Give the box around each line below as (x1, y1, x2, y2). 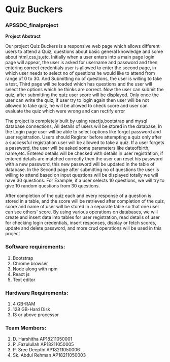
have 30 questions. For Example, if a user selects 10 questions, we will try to (5, 177, 165, 184)
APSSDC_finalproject (5, 22, 58, 29)
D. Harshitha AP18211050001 (12, 336, 73, 342)
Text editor (12, 276, 36, 283)
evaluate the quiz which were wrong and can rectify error (5, 108, 125, 114)
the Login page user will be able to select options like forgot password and (5, 129, 161, 135)
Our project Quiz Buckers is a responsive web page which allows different (5, 43, 160, 49)
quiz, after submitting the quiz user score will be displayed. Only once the (5, 92, 159, 98)
